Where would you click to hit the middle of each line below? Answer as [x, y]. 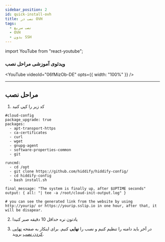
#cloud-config [20, 115]
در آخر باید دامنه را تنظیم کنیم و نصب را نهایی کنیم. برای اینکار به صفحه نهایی [82, 229]
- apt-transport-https [33, 128]
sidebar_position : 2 [26, 10]
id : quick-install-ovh [28, 14]
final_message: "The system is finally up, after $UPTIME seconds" [76, 188]
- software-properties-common [40, 150]
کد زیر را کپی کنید [28, 106]
